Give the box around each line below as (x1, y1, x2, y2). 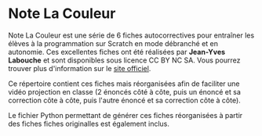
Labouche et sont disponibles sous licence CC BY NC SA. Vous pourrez (8, 55, 241, 65)
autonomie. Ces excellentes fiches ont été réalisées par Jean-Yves (8, 47, 226, 56)
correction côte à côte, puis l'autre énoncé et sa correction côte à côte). (8, 95, 241, 105)
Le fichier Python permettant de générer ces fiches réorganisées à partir (8, 110, 243, 120)
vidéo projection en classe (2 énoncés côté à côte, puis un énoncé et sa (8, 87, 242, 96)
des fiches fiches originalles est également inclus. (8, 119, 170, 128)
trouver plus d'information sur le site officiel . (8, 63, 151, 73)
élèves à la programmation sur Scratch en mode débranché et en (8, 38, 218, 48)
